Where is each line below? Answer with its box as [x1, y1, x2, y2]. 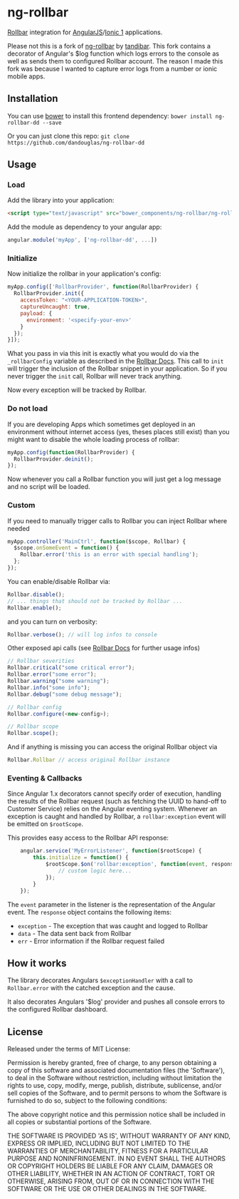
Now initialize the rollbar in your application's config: [7, 269, 161, 278]
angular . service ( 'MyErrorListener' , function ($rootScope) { [20, 848, 202, 855]
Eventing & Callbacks [7, 773, 83, 783]
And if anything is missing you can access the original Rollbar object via [7, 743, 218, 751]
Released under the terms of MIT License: [7, 1045, 130, 1054]
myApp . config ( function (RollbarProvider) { [7, 448, 135, 456]
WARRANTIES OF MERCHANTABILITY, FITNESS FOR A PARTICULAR [7, 1147, 208, 1156]
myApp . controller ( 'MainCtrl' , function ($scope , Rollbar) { [7, 537, 186, 545]
